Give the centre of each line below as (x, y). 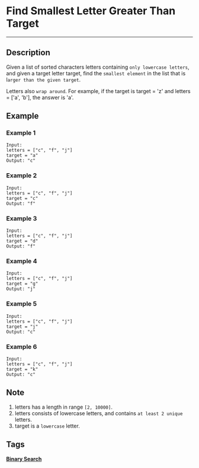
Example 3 (22, 218)
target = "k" (22, 369)
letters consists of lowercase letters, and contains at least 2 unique (99, 413)
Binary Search (24, 459)
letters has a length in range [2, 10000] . (63, 407)
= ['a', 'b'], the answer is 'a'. (40, 97)
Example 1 (21, 133)
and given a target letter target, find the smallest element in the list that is (96, 73)
